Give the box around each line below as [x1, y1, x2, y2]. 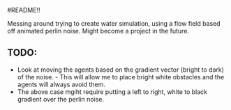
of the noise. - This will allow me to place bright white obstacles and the [17, 72, 225, 81]
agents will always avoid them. [17, 80, 106, 88]
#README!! [7, 6, 40, 14]
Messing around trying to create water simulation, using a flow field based [7, 19, 221, 27]
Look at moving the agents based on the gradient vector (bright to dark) [17, 65, 225, 74]
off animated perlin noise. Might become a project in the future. [7, 27, 190, 35]
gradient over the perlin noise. [17, 95, 105, 103]
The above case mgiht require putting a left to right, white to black [17, 87, 208, 96]
